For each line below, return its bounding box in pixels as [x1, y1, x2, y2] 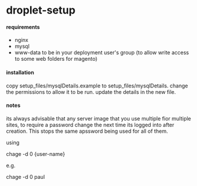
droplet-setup [6, 4, 76, 17]
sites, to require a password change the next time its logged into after [6, 121, 175, 128]
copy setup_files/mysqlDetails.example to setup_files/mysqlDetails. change [6, 82, 188, 89]
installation [6, 68, 34, 76]
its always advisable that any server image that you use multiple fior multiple [6, 115, 191, 122]
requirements [6, 23, 40, 30]
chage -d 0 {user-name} [6, 150, 65, 157]
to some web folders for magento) [14, 56, 98, 63]
